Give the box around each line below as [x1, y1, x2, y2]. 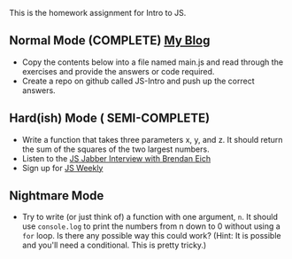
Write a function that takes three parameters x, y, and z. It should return [21, 134, 283, 145]
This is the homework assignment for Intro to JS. [9, 8, 187, 18]
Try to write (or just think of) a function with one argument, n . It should [21, 212, 279, 223]
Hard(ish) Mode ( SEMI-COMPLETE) [9, 111, 211, 126]
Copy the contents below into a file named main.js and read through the [21, 57, 284, 67]
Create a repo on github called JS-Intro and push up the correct [21, 75, 255, 86]
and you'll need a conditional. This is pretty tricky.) [21, 239, 207, 251]
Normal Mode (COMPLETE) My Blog [9, 33, 211, 48]
